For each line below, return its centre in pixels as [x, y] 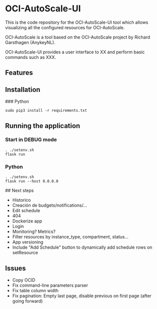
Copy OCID [24, 280]
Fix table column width [35, 290]
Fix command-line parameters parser [50, 285]
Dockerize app [27, 221]
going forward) [27, 301]
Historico [21, 200]
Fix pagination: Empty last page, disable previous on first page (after [82, 296]
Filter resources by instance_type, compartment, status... [70, 237]
